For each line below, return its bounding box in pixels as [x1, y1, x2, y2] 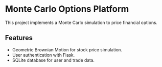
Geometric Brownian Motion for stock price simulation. [12, 46, 122, 52]
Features [5, 34, 33, 42]
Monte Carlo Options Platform [5, 3, 129, 15]
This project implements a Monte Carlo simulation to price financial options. [5, 20, 158, 25]
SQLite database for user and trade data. [12, 57, 94, 63]
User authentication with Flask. [12, 52, 75, 58]
